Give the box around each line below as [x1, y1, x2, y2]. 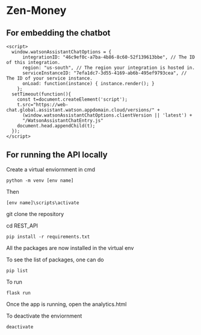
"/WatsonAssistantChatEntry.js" [22, 118, 104, 124]
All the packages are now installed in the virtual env [6, 244, 134, 251]
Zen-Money [6, 4, 67, 18]
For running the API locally [6, 150, 108, 160]
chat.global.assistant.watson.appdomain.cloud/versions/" [6, 107, 155, 113]
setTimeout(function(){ [11, 91, 71, 97]
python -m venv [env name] [6, 177, 74, 183]
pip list [6, 267, 28, 273]
